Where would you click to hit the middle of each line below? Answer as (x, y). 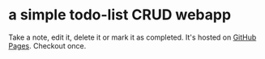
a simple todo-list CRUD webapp (120, 15)
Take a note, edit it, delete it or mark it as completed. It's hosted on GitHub (132, 37)
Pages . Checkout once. (47, 45)
